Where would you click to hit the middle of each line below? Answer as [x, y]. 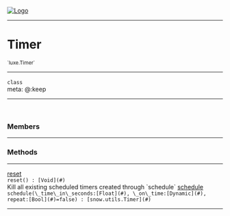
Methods [22, 152]
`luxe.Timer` [21, 63]
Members [23, 126]
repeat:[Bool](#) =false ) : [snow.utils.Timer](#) [79, 199]
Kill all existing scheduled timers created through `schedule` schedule [105, 187]
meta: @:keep [27, 89]
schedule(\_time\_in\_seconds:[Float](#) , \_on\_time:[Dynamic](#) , [107, 193]
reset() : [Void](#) [37, 180]
